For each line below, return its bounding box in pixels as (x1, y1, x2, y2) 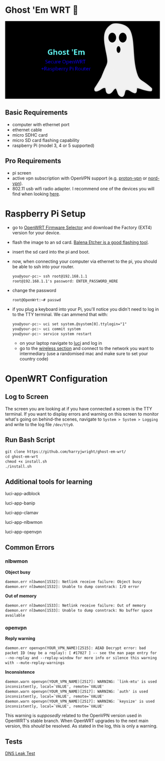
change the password (12, 287, 56, 293)
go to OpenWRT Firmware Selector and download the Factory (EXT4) (12, 224, 152, 230)
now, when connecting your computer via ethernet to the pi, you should (12, 258, 157, 264)
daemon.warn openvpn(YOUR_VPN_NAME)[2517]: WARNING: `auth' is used (5, 689, 148, 694)
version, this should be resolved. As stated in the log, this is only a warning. (5, 723, 158, 729)
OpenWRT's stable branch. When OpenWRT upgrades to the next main (5, 718, 149, 724)
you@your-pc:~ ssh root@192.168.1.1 (12, 274, 87, 279)
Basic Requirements (5, 109, 68, 117)
